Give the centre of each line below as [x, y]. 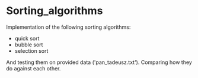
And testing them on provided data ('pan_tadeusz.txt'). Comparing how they [99, 62]
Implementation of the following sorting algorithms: [68, 27]
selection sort [31, 50]
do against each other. [33, 68]
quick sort [27, 38]
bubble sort [29, 45]
